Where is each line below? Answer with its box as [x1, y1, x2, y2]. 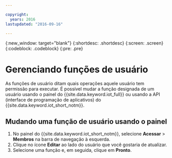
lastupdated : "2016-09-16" [5, 22, 63, 27]
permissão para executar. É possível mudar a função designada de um [5, 86, 155, 92]
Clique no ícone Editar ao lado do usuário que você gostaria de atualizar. [12, 142, 167, 148]
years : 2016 [10, 16, 36, 22]
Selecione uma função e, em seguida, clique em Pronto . [12, 147, 132, 153]
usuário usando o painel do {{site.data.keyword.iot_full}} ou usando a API [5, 91, 160, 97]
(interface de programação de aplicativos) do [5, 97, 101, 103]
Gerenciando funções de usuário [5, 64, 148, 75]
